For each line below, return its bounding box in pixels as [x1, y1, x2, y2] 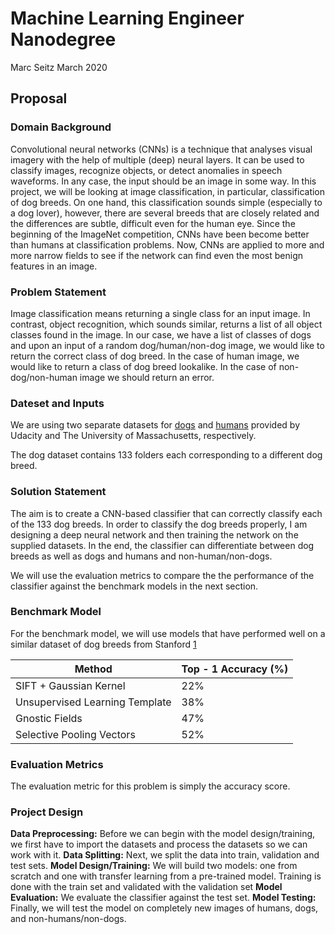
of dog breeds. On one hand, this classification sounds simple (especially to [10, 196, 323, 208]
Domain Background [10, 120, 112, 134]
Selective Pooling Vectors [15, 727, 136, 741]
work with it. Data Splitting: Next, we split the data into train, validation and [10, 849, 320, 861]
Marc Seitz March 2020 [10, 61, 108, 73]
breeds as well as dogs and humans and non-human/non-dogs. [10, 550, 273, 562]
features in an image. [10, 260, 98, 272]
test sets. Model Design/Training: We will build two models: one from [10, 860, 298, 872]
